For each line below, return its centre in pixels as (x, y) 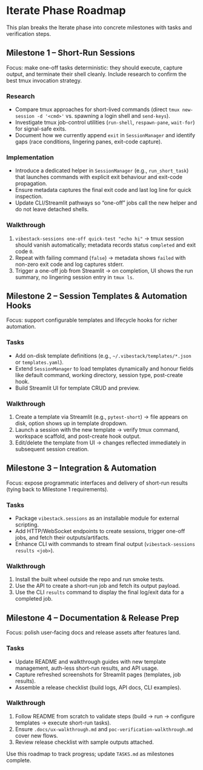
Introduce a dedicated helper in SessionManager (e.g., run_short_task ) (102, 171)
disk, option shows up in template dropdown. (71, 423)
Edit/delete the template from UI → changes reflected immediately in (101, 443)
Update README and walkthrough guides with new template (91, 661)
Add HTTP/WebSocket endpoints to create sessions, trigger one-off (100, 531)
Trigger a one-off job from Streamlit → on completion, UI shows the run (104, 270)
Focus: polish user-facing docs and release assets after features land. (93, 633)
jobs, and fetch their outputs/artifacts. (62, 537)
